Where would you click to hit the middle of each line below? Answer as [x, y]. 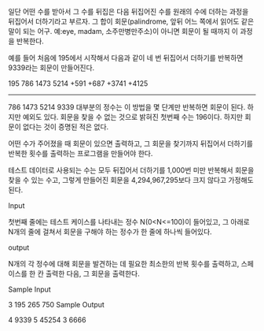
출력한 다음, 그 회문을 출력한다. [93, 273]
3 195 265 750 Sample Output [56, 305]
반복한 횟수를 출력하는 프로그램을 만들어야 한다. [81, 153]
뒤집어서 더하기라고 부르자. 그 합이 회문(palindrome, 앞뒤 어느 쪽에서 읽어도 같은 [131, 21]
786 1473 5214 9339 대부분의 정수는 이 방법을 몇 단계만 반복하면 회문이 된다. [127, 107]
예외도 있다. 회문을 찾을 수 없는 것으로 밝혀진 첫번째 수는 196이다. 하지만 [133, 117]
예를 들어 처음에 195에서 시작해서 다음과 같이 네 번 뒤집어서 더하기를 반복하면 [126, 58]
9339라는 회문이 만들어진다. [51, 68]
